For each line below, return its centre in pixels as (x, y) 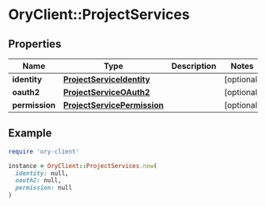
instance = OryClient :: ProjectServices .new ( (83, 166)
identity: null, (42, 173)
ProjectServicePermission (113, 105)
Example (30, 134)
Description (194, 66)
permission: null (44, 188)
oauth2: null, (38, 181)
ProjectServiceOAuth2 (106, 92)
